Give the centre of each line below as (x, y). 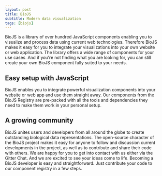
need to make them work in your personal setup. (53, 106)
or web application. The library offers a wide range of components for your (80, 53)
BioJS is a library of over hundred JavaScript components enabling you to (79, 37)
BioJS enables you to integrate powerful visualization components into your (80, 90)
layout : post (18, 9)
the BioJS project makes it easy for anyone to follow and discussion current (80, 142)
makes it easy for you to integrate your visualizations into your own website (80, 47)
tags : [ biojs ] (19, 23)
